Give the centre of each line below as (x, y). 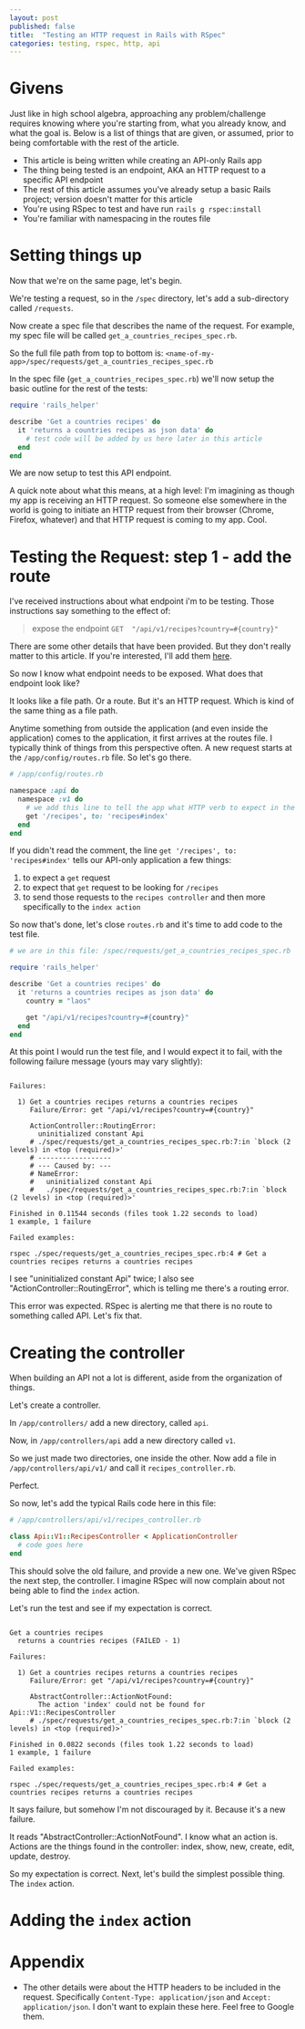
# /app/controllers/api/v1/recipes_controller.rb (106, 1520)
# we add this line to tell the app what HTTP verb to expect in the (161, 807)
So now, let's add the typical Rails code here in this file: (113, 1504)
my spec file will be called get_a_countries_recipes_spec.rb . (123, 336)
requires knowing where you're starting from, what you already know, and (148, 123)
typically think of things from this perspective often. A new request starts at (151, 748)
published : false (42, 26)
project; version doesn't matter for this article (107, 199)
